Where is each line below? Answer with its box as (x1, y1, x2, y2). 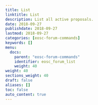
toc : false (5, 87, 28, 92)
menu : (5, 45, 17, 50)
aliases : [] (5, 82, 30, 87)
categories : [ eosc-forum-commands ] (5, 36, 80, 41)
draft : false (5, 78, 33, 83)
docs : (10, 49, 22, 55)
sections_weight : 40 (5, 73, 49, 78)
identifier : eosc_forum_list (14, 59, 76, 64)
